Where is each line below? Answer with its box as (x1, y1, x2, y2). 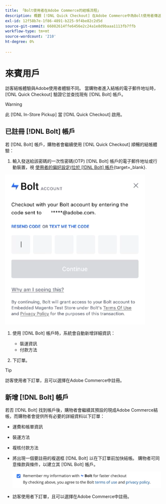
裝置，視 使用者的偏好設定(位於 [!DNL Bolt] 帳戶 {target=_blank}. (16, 164, 147, 170)
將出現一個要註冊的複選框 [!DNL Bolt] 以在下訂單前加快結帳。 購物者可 (12, 455, 156, 462)
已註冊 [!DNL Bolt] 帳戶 (5, 127, 76, 136)
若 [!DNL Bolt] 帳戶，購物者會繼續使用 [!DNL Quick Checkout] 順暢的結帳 (5, 141, 153, 147)
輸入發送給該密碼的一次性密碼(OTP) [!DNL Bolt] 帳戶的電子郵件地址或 (12, 158, 153, 164)
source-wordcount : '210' (5, 34, 56, 39)
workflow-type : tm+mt (5, 29, 50, 34)
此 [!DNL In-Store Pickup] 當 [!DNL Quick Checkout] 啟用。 (5, 111, 125, 117)
